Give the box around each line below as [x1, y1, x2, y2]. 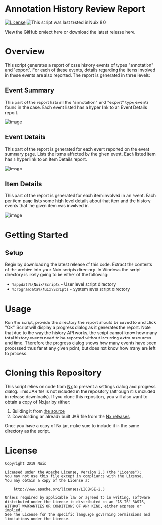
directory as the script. [5, 428, 50, 434]
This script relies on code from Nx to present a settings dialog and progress [5, 384, 156, 390]
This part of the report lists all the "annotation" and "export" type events [5, 99, 149, 105]
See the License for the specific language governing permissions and [5, 512, 150, 517]
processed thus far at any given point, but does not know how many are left [5, 345, 156, 351]
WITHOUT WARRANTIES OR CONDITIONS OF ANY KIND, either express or [5, 504, 142, 508]
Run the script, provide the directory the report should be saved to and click [5, 320, 156, 325]
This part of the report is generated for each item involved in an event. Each [5, 193, 156, 199]
